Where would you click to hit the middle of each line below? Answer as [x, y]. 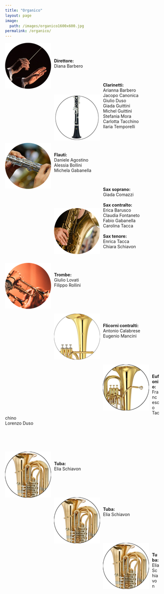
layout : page [18, 15]
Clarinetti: [113, 85]
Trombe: [63, 275]
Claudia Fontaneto [121, 215]
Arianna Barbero [119, 90]
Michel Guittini [117, 111]
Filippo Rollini [67, 285]
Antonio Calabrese [122, 331]
